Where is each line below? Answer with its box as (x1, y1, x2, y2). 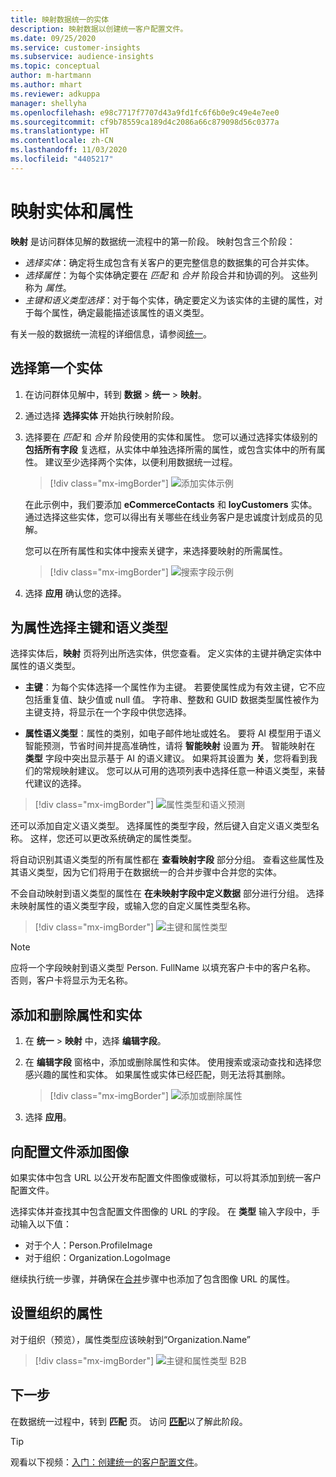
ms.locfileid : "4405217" (10, 154, 114, 164)
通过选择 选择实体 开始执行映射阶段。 (24, 409, 180, 421)
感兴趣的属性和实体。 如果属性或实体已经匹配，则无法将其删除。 (24, 1069, 291, 1081)
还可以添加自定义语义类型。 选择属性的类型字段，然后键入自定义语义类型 (10, 820, 311, 832)
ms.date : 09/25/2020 (10, 33, 97, 43)
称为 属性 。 (24, 281, 72, 293)
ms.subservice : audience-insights (10, 52, 155, 62)
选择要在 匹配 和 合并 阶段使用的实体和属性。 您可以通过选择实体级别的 (24, 431, 318, 443)
